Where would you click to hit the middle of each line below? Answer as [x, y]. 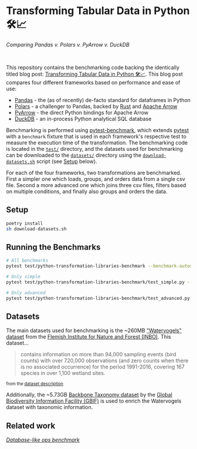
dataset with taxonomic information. [50, 407]
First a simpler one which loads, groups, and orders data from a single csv [96, 179]
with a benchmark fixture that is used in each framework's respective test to [96, 136]
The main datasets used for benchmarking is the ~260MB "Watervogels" [94, 330]
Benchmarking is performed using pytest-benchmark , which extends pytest [98, 130]
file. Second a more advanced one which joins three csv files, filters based [96, 185]
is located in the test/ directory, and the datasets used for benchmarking [95, 148]
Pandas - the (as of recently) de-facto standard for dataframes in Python [102, 100]
